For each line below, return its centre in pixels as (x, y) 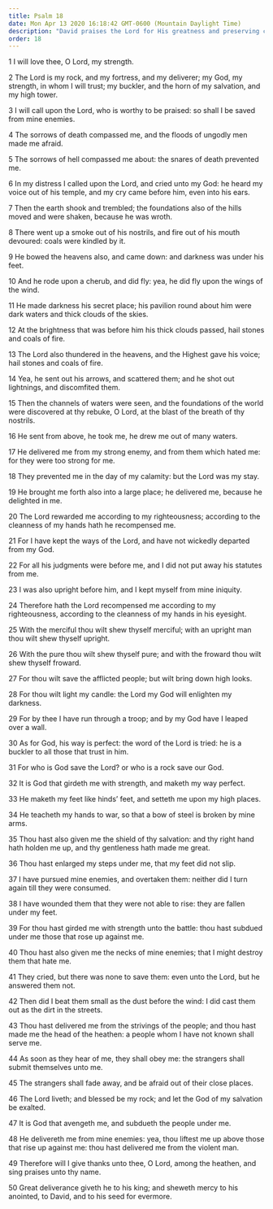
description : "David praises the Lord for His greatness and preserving (134, 31)
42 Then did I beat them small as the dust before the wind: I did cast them (132, 1002)
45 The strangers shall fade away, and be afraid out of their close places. (131, 1083)
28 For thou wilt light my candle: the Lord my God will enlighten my (120, 694)
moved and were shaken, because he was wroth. (91, 217)
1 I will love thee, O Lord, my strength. (71, 62)
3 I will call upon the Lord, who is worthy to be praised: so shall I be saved (132, 111)
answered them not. (42, 985)
